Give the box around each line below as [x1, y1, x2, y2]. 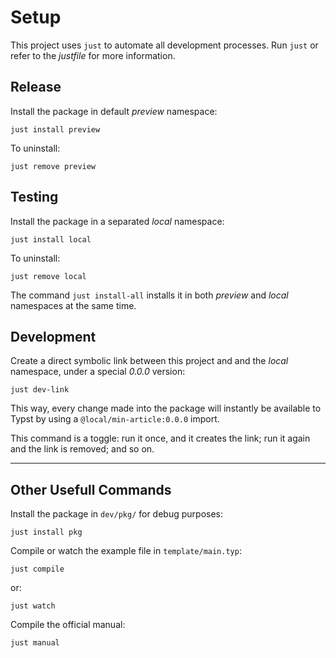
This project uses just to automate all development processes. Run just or [10, 39, 319, 51]
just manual [10, 638, 60, 648]
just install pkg [10, 527, 83, 538]
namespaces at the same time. [10, 299, 137, 311]
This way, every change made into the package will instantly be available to [10, 402, 322, 415]
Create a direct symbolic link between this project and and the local [10, 355, 289, 367]
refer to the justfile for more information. [10, 49, 176, 61]
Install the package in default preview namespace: [10, 105, 218, 117]
